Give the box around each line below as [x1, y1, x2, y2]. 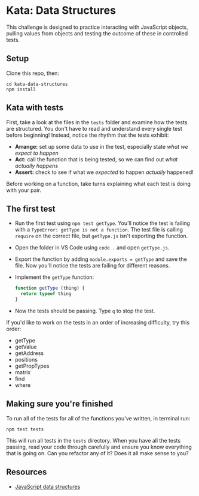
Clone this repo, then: [6, 70, 60, 77]
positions [14, 356, 38, 363]
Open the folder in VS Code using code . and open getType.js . [14, 244, 170, 251]
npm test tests [6, 426, 44, 432]
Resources [6, 467, 47, 477]
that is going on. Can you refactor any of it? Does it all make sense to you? [6, 449, 189, 456]
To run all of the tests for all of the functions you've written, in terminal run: [6, 414, 191, 422]
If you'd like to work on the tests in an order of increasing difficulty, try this [6, 319, 190, 326]
